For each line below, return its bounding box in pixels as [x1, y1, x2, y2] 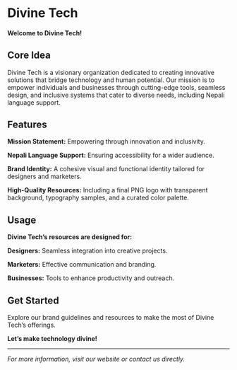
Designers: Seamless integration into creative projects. [7, 246, 168, 255]
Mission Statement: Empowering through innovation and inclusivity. [7, 137, 206, 146]
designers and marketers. [7, 172, 83, 181]
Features [7, 118, 47, 130]
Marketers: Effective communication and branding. [7, 260, 157, 269]
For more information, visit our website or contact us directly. [7, 355, 186, 364]
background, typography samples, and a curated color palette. [7, 193, 189, 202]
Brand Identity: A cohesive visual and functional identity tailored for [7, 165, 205, 173]
